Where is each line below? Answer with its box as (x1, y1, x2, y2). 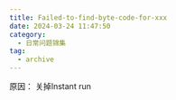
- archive (17, 55, 54, 64)
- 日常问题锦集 (17, 38, 67, 48)
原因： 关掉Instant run (9, 81, 92, 91)
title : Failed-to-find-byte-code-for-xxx (9, 13, 168, 23)
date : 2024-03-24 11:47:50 (9, 22, 111, 31)
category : (9, 30, 47, 39)
